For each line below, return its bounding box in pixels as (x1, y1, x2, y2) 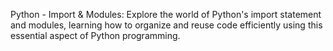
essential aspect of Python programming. (10, 30, 181, 41)
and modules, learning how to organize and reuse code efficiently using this (10, 19, 323, 31)
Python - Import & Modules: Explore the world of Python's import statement (10, 9, 322, 20)
